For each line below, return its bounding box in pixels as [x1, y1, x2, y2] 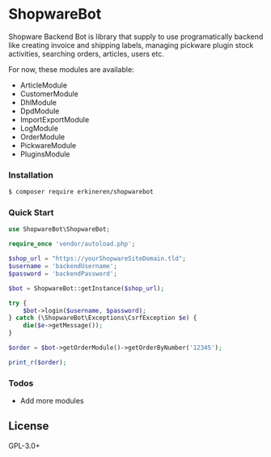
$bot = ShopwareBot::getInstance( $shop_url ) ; [8, 284, 164, 293]
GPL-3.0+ [8, 441, 40, 451]
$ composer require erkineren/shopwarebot [8, 188, 154, 196]
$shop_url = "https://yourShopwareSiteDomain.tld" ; [8, 254, 186, 263]
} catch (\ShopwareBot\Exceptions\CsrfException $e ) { [8, 314, 197, 322]
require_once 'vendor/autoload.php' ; [8, 240, 136, 248]
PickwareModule [19, 140, 77, 150]
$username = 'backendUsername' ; [8, 263, 117, 271]
